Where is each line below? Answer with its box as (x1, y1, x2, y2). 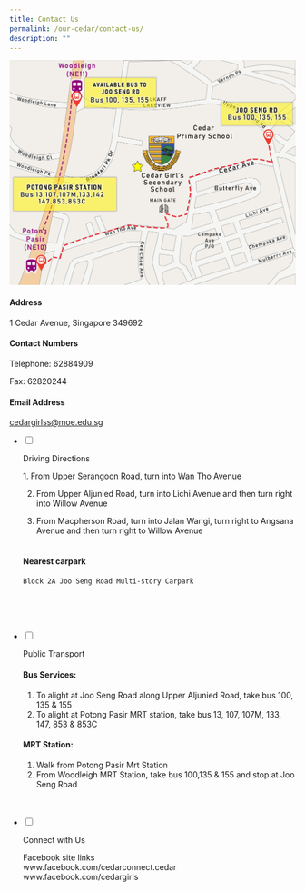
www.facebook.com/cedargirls (22, 871, 139, 882)
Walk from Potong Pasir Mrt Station (35, 759, 168, 770)
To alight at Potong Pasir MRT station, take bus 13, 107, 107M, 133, (35, 708, 282, 719)
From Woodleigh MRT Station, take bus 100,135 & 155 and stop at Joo (35, 768, 295, 780)
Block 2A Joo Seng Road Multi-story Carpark (22, 577, 194, 586)
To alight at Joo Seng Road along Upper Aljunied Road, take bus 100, (35, 689, 293, 700)
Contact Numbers (9, 338, 79, 349)
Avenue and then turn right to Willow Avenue (35, 525, 203, 536)
